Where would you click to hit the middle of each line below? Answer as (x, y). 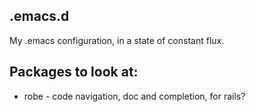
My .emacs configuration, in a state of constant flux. (117, 40)
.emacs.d (39, 16)
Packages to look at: (74, 72)
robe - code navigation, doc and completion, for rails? (134, 96)
